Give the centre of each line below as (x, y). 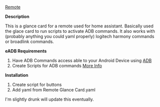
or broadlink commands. (30, 42)
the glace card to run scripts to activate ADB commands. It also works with (80, 31)
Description (17, 16)
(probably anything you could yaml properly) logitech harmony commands (80, 36)
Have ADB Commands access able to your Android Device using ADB (82, 60)
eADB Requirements (26, 51)
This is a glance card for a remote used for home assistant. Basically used (79, 26)
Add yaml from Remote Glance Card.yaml (54, 90)
